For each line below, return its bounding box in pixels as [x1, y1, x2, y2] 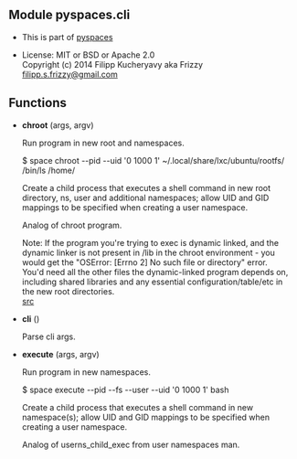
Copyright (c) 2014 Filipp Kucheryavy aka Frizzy [21, 59, 203, 69]
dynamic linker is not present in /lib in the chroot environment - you [21, 247, 275, 258]
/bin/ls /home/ [21, 165, 76, 176]
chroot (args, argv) [21, 119, 94, 131]
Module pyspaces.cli [8, 7, 131, 23]
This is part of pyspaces [21, 31, 113, 42]
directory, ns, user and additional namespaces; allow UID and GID [21, 192, 270, 203]
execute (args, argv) [21, 348, 100, 359]
